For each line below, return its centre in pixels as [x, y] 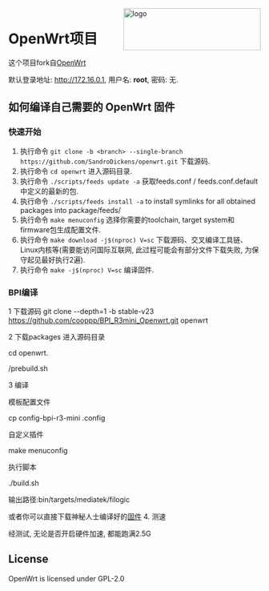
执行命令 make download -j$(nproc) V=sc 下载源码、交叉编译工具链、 [134, 239]
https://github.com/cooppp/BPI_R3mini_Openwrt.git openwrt [108, 320]
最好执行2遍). [63, 259]
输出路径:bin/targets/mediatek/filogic [69, 499]
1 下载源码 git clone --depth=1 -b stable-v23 [81, 311]
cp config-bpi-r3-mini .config [57, 418]
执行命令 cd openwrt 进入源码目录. [76, 171]
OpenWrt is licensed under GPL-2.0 [66, 578]
